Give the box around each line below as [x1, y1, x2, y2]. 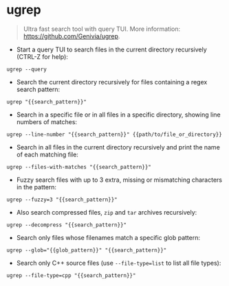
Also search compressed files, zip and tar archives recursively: [16, 208, 197, 216]
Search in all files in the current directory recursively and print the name [16, 143, 221, 151]
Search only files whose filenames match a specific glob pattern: [16, 233, 201, 241]
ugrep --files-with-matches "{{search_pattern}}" [6, 163, 152, 170]
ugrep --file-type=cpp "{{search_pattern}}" [6, 272, 136, 279]
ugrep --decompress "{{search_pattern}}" [6, 222, 127, 228]
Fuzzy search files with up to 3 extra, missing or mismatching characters [16, 176, 223, 184]
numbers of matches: [16, 117, 77, 126]
